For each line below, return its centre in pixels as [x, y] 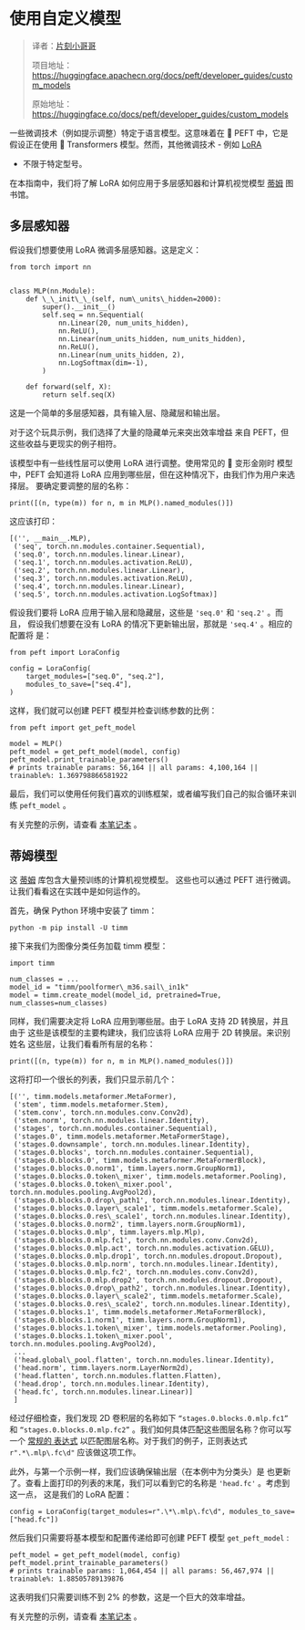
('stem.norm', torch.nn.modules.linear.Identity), [111, 1120]
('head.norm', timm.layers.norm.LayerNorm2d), [103, 1368]
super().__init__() [79, 306]
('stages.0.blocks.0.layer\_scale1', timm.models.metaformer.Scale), [148, 1208]
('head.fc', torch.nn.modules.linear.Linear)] [103, 1392]
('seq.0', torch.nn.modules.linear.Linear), [99, 554]
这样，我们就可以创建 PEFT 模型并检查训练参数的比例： [113, 710]
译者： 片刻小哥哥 [64, 46]
